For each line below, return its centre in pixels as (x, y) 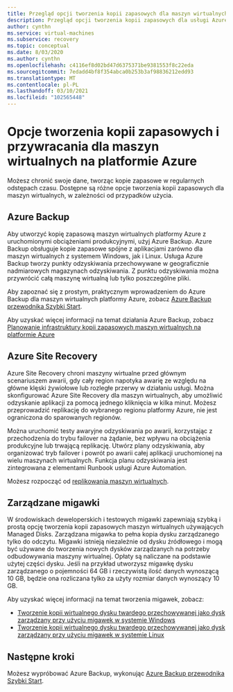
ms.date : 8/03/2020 (35, 53)
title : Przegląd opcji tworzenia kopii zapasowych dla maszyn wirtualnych (118, 14)
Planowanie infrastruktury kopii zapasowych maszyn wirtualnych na (104, 327)
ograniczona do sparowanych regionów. (64, 417)
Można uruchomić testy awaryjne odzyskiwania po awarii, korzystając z (110, 430)
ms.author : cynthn (34, 59)
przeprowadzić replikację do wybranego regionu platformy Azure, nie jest (112, 410)
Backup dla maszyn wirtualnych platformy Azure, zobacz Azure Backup (109, 298)
